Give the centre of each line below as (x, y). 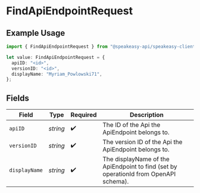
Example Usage (36, 33)
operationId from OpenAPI (139, 174)
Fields (18, 98)
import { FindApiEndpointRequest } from (57, 46)
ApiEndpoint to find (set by (140, 167)
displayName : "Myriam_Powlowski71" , (57, 74)
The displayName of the (136, 159)
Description (147, 115)
